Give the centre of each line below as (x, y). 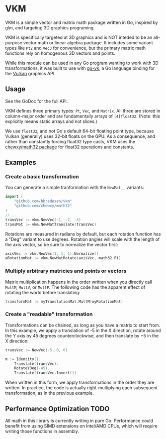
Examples (21, 163)
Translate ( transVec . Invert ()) (45, 373)
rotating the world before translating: (43, 292)
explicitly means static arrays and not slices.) (51, 121)
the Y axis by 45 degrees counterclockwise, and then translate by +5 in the (82, 335)
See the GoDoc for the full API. (37, 101)
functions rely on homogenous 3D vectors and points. (60, 53)
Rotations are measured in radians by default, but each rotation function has (83, 234)
